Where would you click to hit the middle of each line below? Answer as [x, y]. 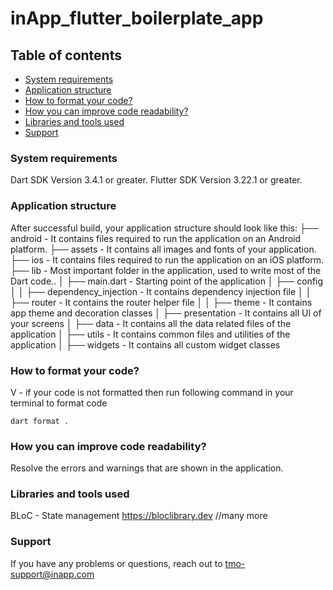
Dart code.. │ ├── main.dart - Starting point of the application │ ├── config [167, 281]
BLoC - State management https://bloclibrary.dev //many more [139, 516]
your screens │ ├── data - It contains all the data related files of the [151, 323]
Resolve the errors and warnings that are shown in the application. [147, 468]
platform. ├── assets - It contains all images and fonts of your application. [163, 249]
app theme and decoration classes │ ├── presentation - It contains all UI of [166, 313]
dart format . [40, 421]
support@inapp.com [52, 574]
